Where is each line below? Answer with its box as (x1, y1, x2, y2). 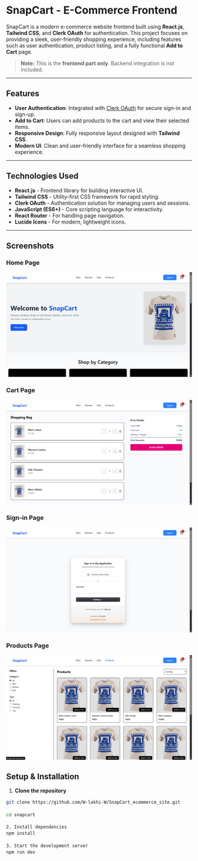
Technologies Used (6, 171, 78, 181)
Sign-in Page (6, 514, 44, 522)
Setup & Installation (6, 771, 80, 781)
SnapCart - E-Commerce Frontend (6, 4, 178, 17)
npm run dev (6, 849, 35, 855)
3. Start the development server (6, 843, 88, 849)
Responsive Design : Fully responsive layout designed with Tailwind (14, 130, 180, 137)
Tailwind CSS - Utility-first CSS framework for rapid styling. (14, 193, 160, 200)
